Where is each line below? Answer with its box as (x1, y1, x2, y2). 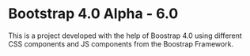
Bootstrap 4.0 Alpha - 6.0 (8, 5, 179, 23)
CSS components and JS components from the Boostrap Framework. (8, 39, 234, 48)
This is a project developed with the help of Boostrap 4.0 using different (8, 31, 243, 40)
